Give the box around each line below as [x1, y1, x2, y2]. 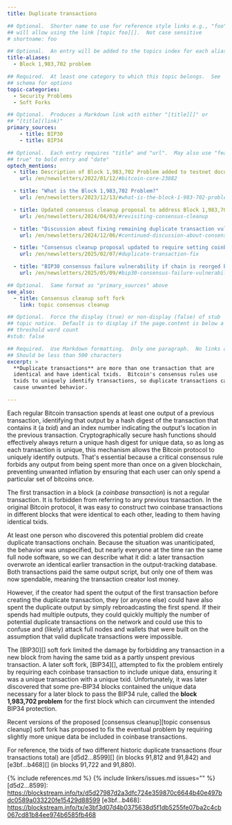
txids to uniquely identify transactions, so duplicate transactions [13, 378, 217, 385]
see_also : [7, 288, 36, 295]
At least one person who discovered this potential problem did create [7, 531, 204, 539]
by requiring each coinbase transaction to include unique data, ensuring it [7, 668, 217, 676]
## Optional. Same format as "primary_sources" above [7, 282, 168, 289]
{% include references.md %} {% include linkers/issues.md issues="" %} [7, 774, 215, 782]
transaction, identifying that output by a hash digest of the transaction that [7, 416, 219, 425]
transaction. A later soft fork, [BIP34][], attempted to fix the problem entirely [7, 660, 223, 668]
